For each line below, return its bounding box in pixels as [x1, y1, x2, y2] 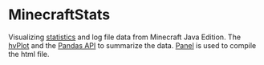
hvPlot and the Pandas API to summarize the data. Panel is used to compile [8, 40, 257, 50]
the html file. [8, 49, 50, 59]
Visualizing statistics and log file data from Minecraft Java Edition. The [8, 32, 242, 42]
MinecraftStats [8, 6, 111, 24]
